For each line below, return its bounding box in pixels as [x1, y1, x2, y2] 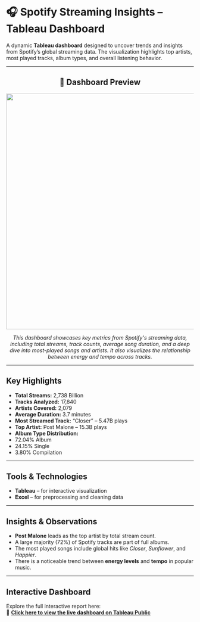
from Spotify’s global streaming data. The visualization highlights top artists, [6, 48, 192, 55]
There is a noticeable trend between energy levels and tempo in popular [14, 558, 193, 565]
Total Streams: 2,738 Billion [14, 391, 84, 399]
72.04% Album [14, 436, 52, 443]
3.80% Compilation [14, 449, 62, 456]
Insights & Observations [6, 517, 98, 527]
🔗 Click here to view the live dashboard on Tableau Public [6, 609, 151, 616]
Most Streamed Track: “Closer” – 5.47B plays [14, 417, 128, 424]
